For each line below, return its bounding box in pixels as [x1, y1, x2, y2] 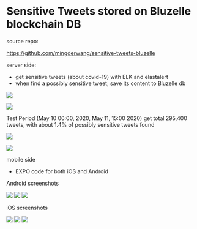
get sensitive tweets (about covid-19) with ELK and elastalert [15, 73, 168, 80]
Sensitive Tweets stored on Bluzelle [6, 4, 191, 18]
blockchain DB [6, 17, 81, 31]
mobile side [6, 156, 35, 163]
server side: [6, 61, 37, 69]
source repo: [6, 37, 39, 45]
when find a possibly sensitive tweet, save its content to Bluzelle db [15, 80, 186, 87]
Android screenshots [6, 179, 59, 187]
